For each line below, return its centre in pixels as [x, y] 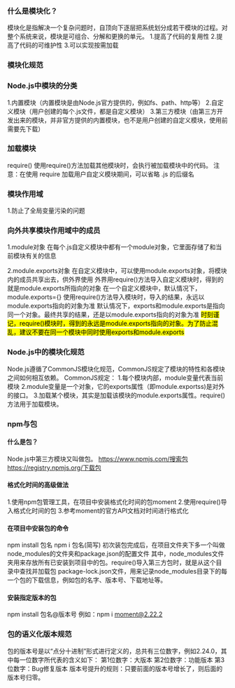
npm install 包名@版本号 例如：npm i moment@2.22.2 [85, 614]
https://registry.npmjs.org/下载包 [54, 468]
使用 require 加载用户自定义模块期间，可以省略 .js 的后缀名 [110, 174]
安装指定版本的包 [32, 597]
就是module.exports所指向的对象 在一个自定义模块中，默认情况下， [104, 289]
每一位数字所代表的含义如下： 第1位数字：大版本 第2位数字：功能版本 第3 [119, 660]
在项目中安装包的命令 [38, 528]
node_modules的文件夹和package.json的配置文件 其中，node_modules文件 [116, 554]
